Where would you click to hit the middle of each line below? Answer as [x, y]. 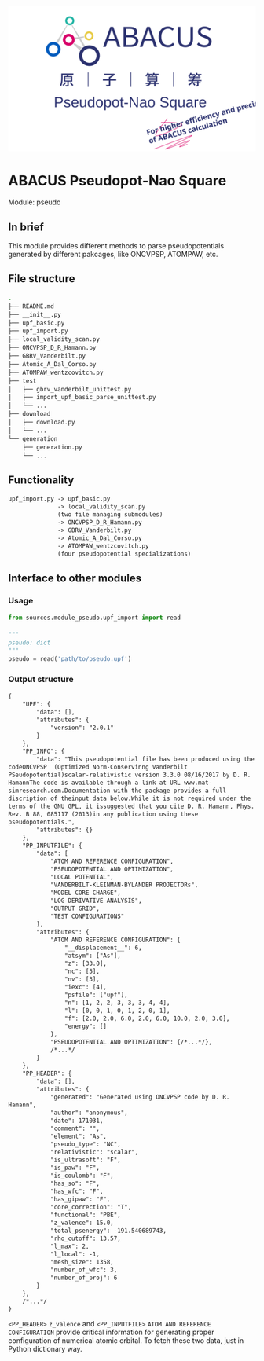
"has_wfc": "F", [77, 1192]
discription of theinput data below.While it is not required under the [130, 799]
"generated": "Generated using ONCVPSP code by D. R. [140, 1097]
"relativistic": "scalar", [94, 1152]
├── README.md [31, 306]
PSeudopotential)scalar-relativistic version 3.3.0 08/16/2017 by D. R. [130, 775]
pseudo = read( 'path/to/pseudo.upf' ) [70, 659]
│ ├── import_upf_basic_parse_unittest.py [82, 398]
